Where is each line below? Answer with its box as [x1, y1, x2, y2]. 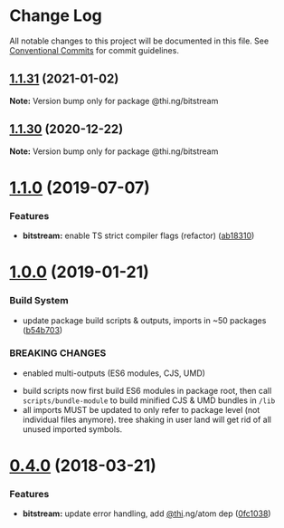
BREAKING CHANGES [9, 347, 107, 360]
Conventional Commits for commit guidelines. [9, 44, 179, 55]
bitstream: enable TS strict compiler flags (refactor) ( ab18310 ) [22, 230, 255, 241]
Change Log [9, 5, 102, 26]
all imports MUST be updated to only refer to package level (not [22, 404, 260, 415]
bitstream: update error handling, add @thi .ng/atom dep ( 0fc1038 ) [22, 508, 271, 519]
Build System [9, 294, 70, 307]
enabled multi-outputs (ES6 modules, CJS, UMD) [22, 368, 206, 379]
